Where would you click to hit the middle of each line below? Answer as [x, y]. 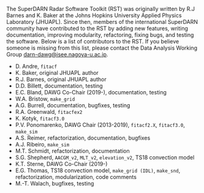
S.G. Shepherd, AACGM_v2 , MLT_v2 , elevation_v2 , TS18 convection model [105, 157]
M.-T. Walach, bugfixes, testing [55, 184]
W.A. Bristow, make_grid [45, 99]
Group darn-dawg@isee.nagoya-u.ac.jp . [57, 54]
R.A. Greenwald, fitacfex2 [49, 112]
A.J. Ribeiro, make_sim [42, 144]
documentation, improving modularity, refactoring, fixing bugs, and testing [100, 35]
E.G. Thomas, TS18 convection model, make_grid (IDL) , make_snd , [98, 170]
